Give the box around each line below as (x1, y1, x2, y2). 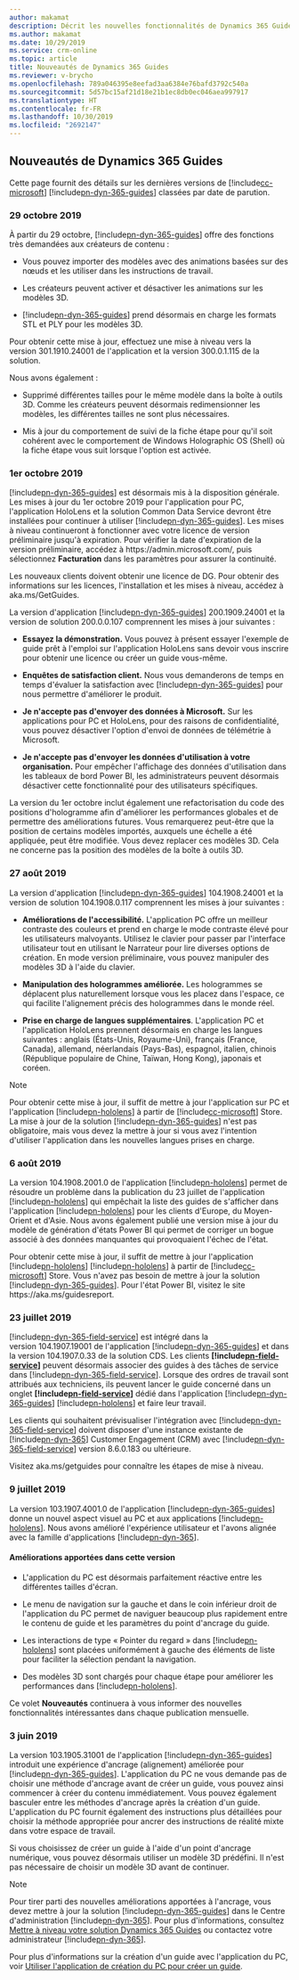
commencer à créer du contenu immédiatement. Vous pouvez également (9, 1788, 278, 1798)
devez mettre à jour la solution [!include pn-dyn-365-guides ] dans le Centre (9, 1906, 286, 1917)
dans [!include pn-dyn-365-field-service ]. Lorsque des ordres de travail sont (9, 1370, 289, 1380)
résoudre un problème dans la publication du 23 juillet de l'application (9, 1187, 265, 1197)
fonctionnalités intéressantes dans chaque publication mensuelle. (9, 1707, 249, 1718)
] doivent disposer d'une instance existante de (73, 1425, 244, 1436)
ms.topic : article (9, 54, 77, 63)
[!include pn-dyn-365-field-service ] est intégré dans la (9, 1331, 209, 1342)
